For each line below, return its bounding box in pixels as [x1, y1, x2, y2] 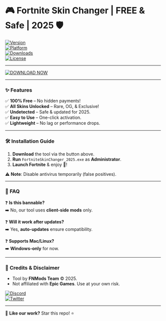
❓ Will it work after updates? [5, 218, 64, 224]
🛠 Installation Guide [5, 138, 55, 145]
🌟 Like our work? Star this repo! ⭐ [5, 310, 74, 316]
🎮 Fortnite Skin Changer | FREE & [5, 5, 145, 16]
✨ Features [5, 86, 33, 93]
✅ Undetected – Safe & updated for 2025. [5, 109, 90, 115]
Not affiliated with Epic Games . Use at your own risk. [12, 281, 120, 287]
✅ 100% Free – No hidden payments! [5, 98, 81, 104]
